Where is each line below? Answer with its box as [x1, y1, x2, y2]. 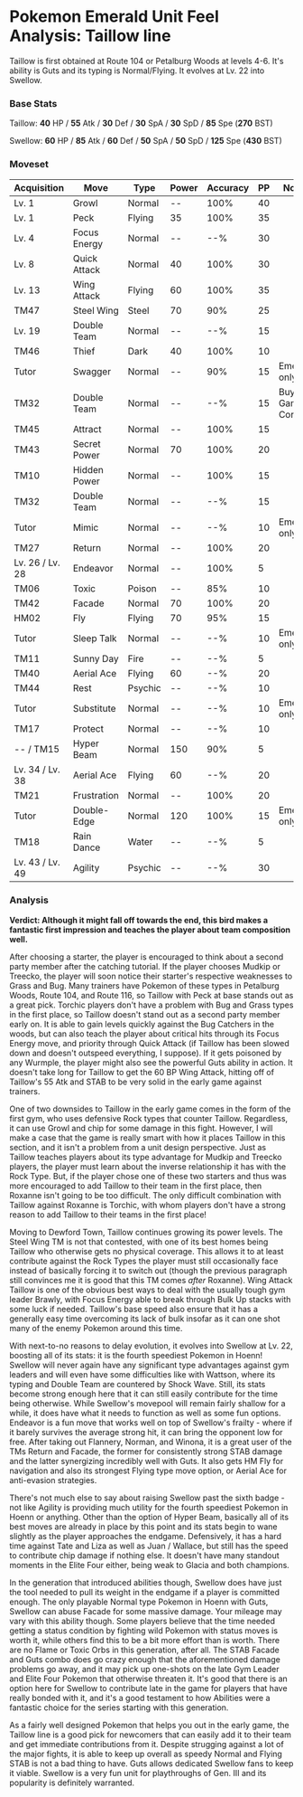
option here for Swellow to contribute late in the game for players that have [9, 1682, 288, 1693]
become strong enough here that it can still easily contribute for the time [9, 1388, 278, 1399]
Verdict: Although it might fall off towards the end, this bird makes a [9, 914, 269, 925]
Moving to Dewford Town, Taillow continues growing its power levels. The [9, 1226, 283, 1237]
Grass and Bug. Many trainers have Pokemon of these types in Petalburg [9, 979, 280, 991]
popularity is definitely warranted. [9, 1777, 135, 1788]
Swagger [72, 364, 111, 377]
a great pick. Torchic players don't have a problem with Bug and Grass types [9, 999, 294, 1010]
